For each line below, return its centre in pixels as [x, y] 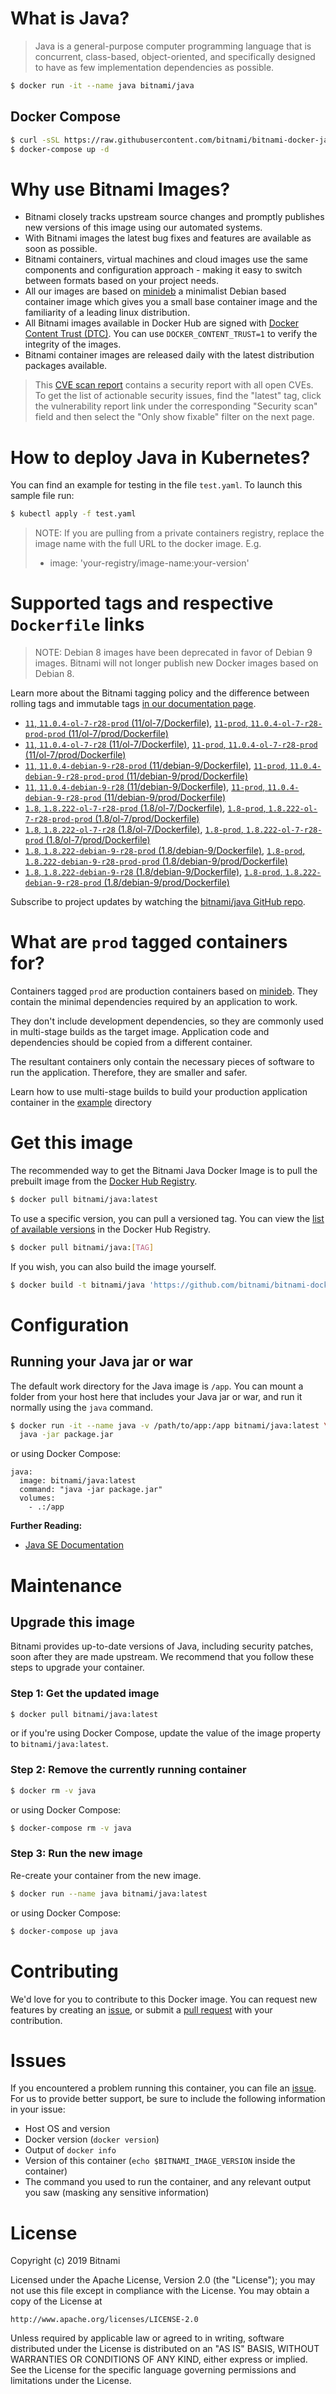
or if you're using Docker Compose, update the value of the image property [166, 1733]
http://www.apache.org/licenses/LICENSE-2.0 [104, 2320]
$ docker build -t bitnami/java [77, 1285]
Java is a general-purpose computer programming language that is [173, 46]
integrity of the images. [73, 344]
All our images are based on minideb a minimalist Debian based [155, 291]
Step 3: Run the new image [76, 1854]
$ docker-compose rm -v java [71, 1828]
